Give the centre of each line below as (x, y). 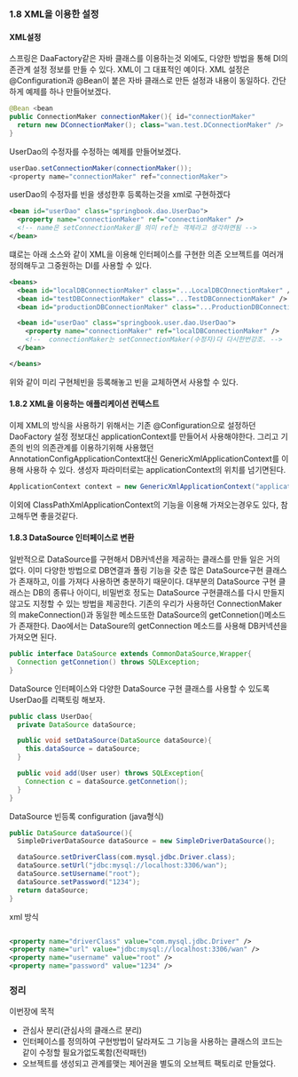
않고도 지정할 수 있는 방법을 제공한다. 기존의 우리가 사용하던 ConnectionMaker (145, 604)
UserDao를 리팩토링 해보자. (57, 699)
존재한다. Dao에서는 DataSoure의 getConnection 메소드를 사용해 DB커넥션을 (153, 626)
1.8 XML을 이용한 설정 (54, 13)
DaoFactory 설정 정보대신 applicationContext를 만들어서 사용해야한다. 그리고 (144, 436)
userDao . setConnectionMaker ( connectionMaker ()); (101, 168)
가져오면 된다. (33, 637)
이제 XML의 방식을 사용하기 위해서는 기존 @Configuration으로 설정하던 (133, 425)
